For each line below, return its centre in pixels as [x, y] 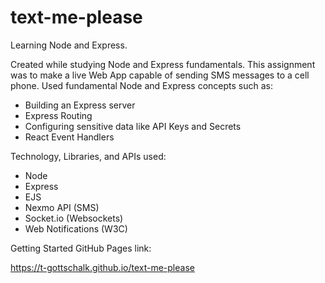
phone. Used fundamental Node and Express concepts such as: [141, 85]
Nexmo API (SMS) [62, 207]
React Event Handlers [69, 137]
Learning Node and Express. [69, 45]
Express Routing [58, 115]
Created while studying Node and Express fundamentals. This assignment [163, 64]
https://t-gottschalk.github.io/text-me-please [102, 267]
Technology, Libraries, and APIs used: [88, 156]
